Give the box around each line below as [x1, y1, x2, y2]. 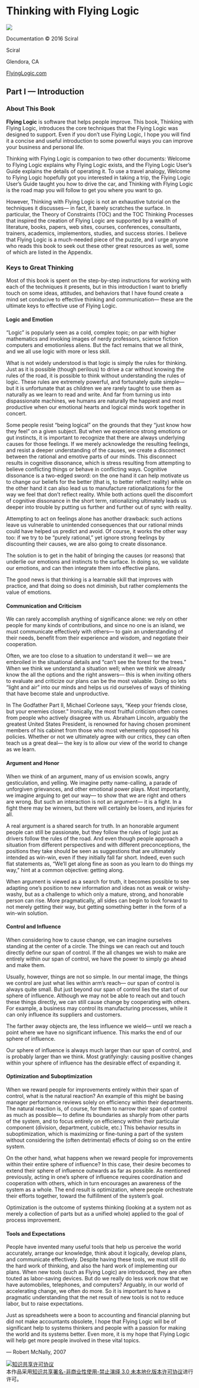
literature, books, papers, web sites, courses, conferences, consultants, [6, 223, 182, 230]
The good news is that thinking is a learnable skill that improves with [6, 576, 173, 583]
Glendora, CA [6, 58, 39, 65]
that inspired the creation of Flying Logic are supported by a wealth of [6, 217, 178, 224]
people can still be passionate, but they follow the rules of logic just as [6, 828, 178, 836]
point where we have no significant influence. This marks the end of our [6, 1028, 182, 1036]
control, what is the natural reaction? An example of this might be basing [6, 1092, 184, 1099]
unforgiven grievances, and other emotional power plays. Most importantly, [6, 785, 190, 792]
